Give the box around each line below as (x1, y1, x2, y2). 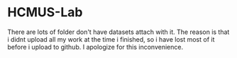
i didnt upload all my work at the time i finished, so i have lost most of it (7, 35, 215, 43)
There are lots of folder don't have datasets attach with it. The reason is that (7, 28, 230, 36)
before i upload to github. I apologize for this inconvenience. (7, 42, 183, 51)
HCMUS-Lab (7, 4, 83, 21)
